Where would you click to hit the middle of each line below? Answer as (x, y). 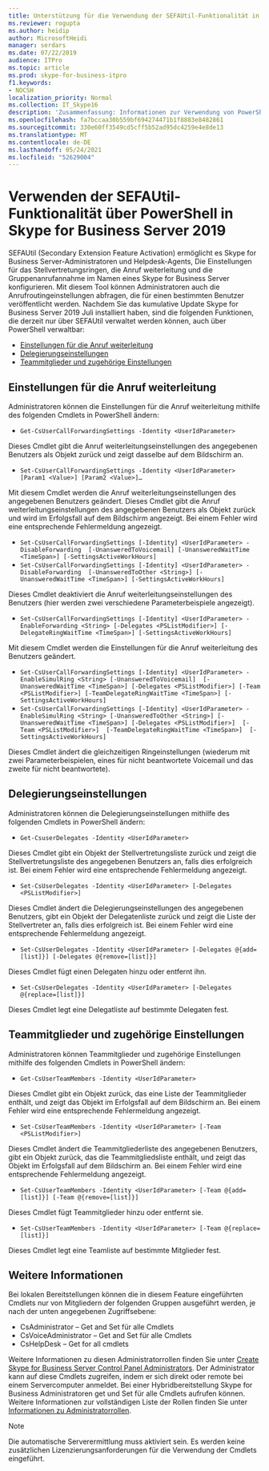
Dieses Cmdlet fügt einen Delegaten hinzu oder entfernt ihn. (107, 971)
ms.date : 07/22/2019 (43, 53)
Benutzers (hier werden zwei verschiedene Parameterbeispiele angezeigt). (131, 603)
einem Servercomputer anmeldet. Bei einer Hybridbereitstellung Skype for (130, 1385)
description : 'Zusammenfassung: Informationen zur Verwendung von (121, 113)
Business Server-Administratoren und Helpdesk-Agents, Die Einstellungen (130, 262)
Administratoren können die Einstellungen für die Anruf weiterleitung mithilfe (134, 406)
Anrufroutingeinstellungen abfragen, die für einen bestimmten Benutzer (126, 295)
